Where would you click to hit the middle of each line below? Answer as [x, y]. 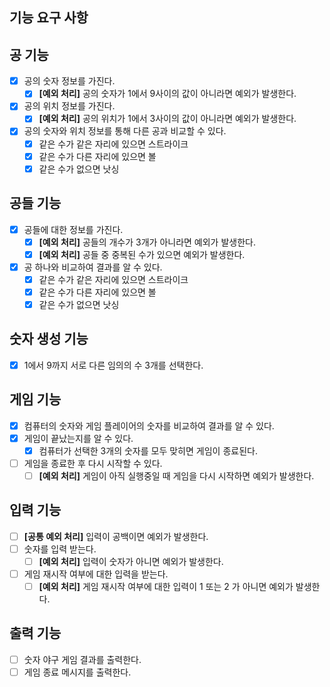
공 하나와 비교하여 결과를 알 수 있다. [93, 267]
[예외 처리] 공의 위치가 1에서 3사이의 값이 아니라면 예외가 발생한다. [167, 119]
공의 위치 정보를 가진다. [69, 106]
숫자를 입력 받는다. [60, 549]
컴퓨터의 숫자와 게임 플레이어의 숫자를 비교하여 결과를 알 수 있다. [149, 425]
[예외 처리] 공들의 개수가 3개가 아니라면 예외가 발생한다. [147, 242]
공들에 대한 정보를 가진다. [73, 229]
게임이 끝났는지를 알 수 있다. [78, 438]
